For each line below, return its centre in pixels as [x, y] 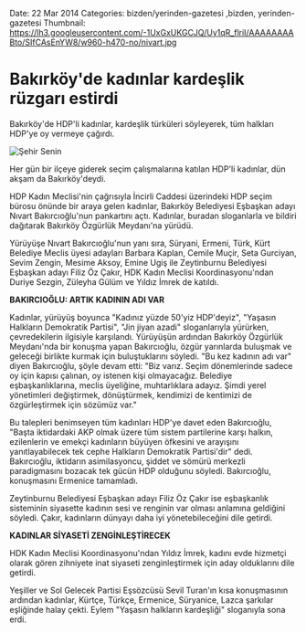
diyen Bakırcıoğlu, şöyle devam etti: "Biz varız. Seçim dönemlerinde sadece [151, 365]
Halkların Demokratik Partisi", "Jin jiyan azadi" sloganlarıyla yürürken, [139, 327]
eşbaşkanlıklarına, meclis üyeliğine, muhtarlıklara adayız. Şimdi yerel [138, 385]
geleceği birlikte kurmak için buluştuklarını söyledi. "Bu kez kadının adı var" [151, 356]
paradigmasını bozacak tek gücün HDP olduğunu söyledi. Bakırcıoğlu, [140, 470]
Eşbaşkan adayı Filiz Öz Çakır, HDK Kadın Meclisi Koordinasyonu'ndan [142, 272]
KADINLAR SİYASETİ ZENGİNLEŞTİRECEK [90, 535]
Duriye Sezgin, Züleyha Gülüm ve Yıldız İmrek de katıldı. [114, 281]
